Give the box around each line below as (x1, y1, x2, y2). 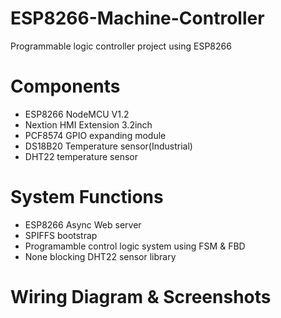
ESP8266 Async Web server (24, 218, 142, 231)
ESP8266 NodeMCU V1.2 (24, 108, 130, 120)
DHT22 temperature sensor (24, 150, 138, 162)
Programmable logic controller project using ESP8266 (10, 40, 232, 52)
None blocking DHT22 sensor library (24, 250, 177, 262)
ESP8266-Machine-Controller (10, 7, 265, 30)
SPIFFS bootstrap (24, 229, 98, 241)
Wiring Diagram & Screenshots (10, 286, 272, 308)
